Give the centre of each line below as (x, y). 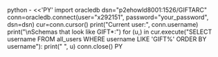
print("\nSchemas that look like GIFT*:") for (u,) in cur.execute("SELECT (110, 32)
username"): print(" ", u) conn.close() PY (65, 46)
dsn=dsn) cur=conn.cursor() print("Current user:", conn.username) (103, 24)
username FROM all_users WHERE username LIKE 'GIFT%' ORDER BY (107, 39)
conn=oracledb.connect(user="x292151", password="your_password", (108, 17)
